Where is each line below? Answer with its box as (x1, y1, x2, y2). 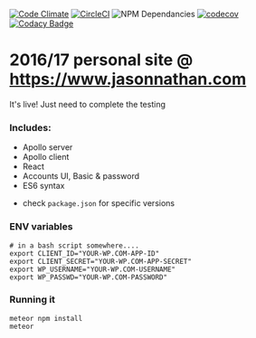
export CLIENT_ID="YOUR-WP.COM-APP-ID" (9, 249, 160, 258)
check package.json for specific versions (22, 198, 175, 209)
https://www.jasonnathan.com (9, 69, 247, 89)
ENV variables (9, 221, 73, 233)
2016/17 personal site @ (9, 50, 194, 70)
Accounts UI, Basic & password (22, 171, 140, 182)
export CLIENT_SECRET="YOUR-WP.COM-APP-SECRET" (9, 257, 193, 266)
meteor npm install (9, 314, 83, 323)
